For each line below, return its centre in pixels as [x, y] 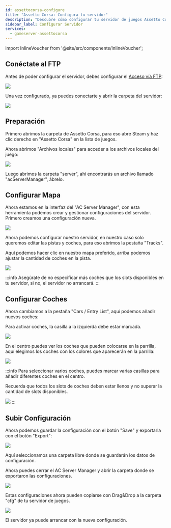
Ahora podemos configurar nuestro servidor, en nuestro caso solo [75, 238]
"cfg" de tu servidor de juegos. [38, 501]
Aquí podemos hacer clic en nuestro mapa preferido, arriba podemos [78, 253]
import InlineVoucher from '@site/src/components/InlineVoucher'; [74, 48]
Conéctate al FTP [33, 64]
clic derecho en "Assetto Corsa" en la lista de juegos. [61, 139]
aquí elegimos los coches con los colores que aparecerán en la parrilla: [80, 351]
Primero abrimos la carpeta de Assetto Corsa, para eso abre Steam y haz [82, 133]
